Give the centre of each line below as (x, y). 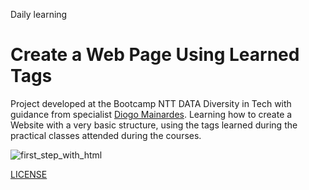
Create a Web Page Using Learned (155, 55)
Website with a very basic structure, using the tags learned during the (154, 125)
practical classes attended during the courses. (106, 135)
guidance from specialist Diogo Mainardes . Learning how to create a (151, 114)
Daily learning (39, 14)
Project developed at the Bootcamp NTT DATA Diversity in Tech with (151, 103)
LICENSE (29, 174)
